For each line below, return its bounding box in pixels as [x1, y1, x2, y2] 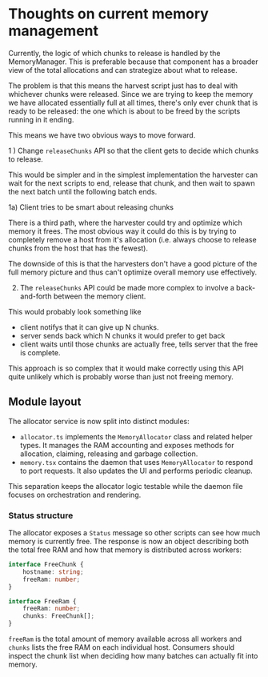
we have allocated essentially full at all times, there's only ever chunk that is [8, 98, 258, 107]
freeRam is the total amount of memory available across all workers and [8, 634, 242, 644]
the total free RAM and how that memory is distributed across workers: [8, 545, 242, 555]
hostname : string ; [22, 567, 84, 576]
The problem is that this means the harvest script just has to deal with [8, 81, 238, 90]
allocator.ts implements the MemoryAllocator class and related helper [19, 431, 254, 441]
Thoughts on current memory [8, 5, 210, 23]
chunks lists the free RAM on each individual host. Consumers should [8, 643, 234, 652]
